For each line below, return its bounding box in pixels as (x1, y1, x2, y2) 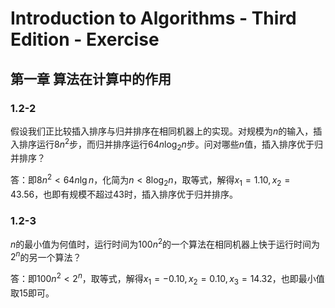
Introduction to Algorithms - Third (10, 7, 297, 30)
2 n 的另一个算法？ (10, 249, 82, 263)
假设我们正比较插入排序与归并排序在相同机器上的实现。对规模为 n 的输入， (10, 125, 314, 137)
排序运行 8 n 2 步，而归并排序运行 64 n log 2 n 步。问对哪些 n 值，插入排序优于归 (18, 136, 324, 152)
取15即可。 (10, 287, 55, 299)
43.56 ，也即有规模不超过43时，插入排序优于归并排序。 (10, 188, 238, 200)
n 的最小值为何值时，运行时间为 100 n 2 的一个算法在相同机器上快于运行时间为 (10, 237, 321, 250)
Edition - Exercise (10, 28, 160, 51)
